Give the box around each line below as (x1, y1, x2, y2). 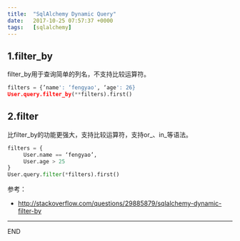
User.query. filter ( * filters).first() (7, 171, 120, 178)
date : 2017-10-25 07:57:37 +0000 (7, 17, 114, 24)
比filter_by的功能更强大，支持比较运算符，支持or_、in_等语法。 (7, 130, 193, 139)
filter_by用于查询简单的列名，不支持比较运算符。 (7, 70, 151, 78)
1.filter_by (7, 50, 54, 62)
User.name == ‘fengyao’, (23, 151, 98, 158)
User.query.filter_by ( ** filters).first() (7, 91, 133, 98)
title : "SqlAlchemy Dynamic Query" (7, 10, 116, 18)
